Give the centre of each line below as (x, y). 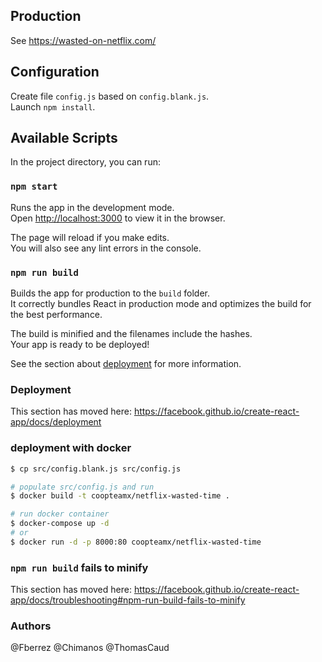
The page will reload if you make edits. (90, 237)
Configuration (55, 72)
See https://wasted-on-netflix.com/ (83, 40)
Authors (31, 626)
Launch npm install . (53, 106)
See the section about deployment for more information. (126, 364)
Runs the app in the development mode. (92, 207)
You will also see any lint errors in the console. (106, 248)
